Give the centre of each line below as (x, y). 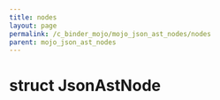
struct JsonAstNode (85, 86)
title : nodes (33, 17)
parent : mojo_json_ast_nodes (63, 42)
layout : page (33, 26)
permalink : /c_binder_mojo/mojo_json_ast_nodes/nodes (110, 34)
